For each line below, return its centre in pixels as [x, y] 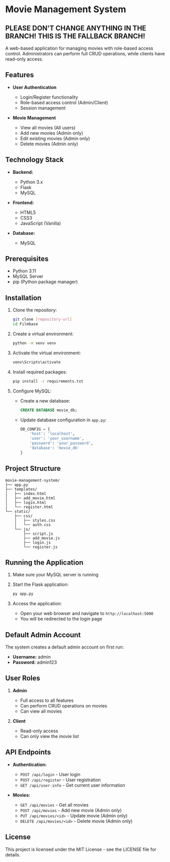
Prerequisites [27, 259]
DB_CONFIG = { [35, 429]
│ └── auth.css [33, 525]
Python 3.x [31, 182]
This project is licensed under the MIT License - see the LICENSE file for [81, 849]
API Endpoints [28, 752]
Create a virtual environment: [43, 334]
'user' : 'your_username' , [57, 439]
